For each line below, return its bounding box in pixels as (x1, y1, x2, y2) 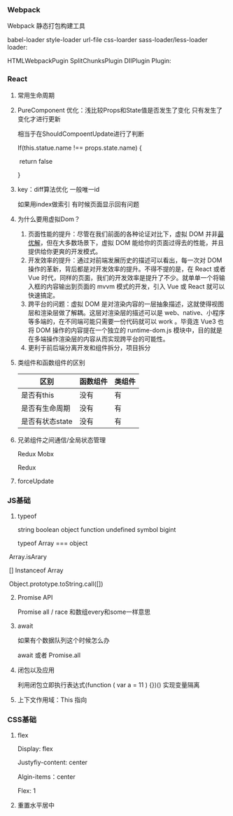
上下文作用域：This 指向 (17, 695, 87, 704)
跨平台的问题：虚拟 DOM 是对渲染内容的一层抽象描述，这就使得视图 (27, 300, 224, 308)
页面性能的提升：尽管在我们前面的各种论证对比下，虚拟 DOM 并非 (27, 230, 218, 238)
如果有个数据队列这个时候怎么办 (17, 635, 110, 645)
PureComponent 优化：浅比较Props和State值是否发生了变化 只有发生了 (17, 106, 223, 114)
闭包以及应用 (17, 666, 55, 674)
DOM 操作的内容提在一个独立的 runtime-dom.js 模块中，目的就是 (36, 325, 223, 334)
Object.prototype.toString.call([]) (8, 579, 104, 588)
